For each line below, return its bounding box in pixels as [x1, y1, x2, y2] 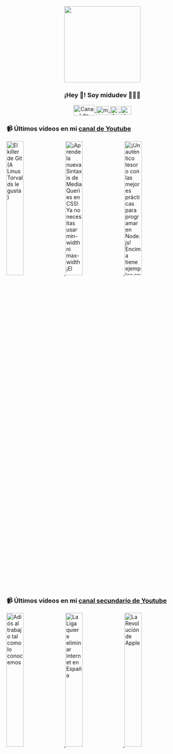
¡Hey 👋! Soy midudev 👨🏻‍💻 [63, 90, 141, 99]
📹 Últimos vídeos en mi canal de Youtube [6, 125, 132, 133]
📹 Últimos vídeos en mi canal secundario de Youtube [6, 596, 168, 604]
